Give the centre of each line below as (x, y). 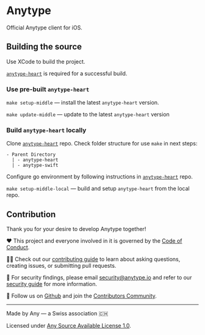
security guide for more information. (52, 284)
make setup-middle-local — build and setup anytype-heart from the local (98, 189)
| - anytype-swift (35, 166)
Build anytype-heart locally (46, 130)
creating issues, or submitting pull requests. (61, 266)
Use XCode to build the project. (46, 61)
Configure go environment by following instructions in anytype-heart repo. (100, 177)
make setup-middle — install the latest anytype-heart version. (83, 103)
